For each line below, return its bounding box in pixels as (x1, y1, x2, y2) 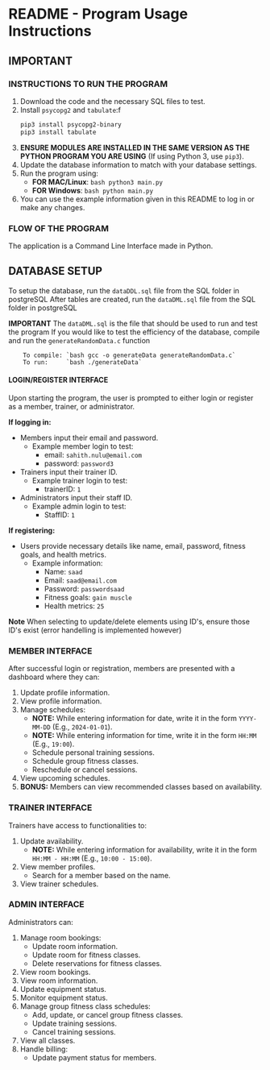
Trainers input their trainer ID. (19, 467, 118, 476)
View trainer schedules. (19, 879, 99, 889)
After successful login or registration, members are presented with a (8, 664, 235, 674)
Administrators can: (8, 917, 74, 927)
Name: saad (44, 566, 83, 576)
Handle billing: (19, 1044, 69, 1054)
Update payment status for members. (31, 1052, 157, 1062)
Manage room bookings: (19, 932, 102, 943)
